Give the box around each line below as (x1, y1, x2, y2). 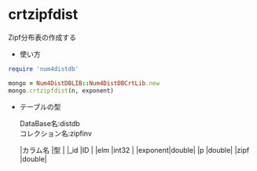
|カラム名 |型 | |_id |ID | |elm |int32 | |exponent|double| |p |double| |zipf (19, 145, 250, 154)
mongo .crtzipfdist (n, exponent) (8, 87, 114, 95)
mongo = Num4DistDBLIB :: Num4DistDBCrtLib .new (8, 79, 160, 87)
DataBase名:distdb (19, 118, 80, 128)
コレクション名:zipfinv (19, 128, 93, 138)
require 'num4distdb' (8, 65, 79, 72)
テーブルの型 (19, 102, 61, 111)
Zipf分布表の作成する (8, 32, 76, 42)
